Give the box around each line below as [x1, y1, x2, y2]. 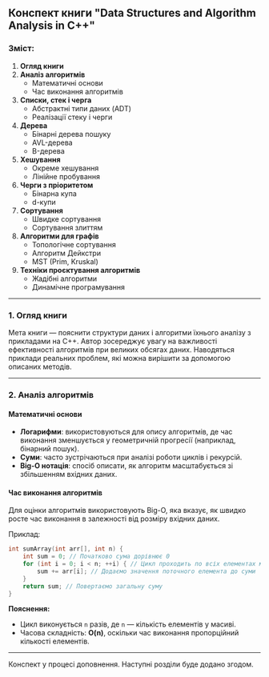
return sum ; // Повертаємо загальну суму [22, 582, 163, 591]
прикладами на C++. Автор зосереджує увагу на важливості [8, 336, 218, 346]
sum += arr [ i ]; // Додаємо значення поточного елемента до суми [37, 567, 256, 575]
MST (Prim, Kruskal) [31, 256, 98, 266]
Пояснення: [8, 604, 50, 614]
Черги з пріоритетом [19, 180, 94, 190]
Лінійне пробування [31, 171, 101, 181]
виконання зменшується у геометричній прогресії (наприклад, [19, 435, 236, 445]
